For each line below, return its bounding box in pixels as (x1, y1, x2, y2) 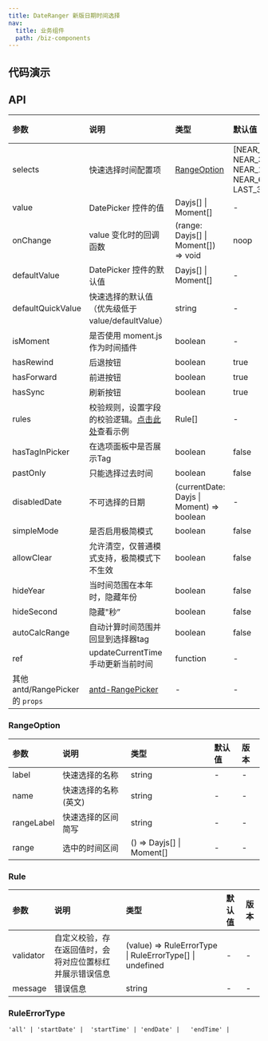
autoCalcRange (12, 627, 70, 639)
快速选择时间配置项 (89, 164, 161, 176)
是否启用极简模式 (89, 526, 153, 537)
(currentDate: (175, 481, 226, 493)
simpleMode (12, 525, 59, 536)
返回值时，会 (62, 944, 111, 956)
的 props (12, 695, 44, 707)
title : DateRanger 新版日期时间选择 (8, 11, 120, 20)
